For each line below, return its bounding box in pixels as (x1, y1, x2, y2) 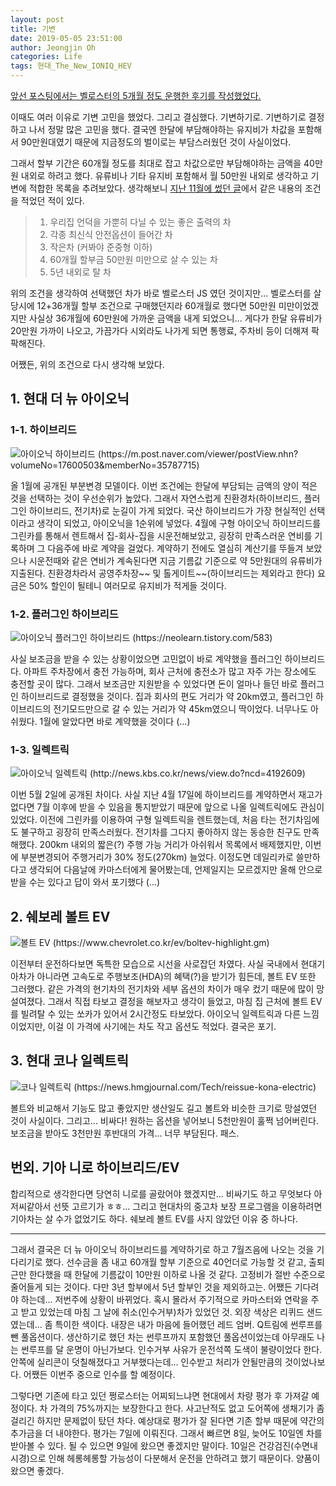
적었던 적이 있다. (20, 195, 85, 206)
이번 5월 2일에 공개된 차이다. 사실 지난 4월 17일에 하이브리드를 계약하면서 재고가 (10, 789, 323, 801)
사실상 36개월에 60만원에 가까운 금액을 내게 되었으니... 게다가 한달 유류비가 (28, 312, 323, 324)
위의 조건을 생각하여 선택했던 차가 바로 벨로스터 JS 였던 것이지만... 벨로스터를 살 (10, 287, 322, 299)
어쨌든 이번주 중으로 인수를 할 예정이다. (23, 1368, 176, 1380)
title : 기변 (10, 24, 57, 34)
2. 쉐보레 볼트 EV (10, 908, 111, 925)
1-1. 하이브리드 (10, 423, 77, 437)
